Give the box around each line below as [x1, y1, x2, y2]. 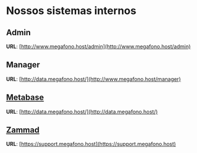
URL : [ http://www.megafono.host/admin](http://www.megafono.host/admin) [6, 43, 191, 50]
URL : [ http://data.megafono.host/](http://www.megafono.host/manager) [6, 75, 181, 83]
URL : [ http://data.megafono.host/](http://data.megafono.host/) [6, 108, 158, 115]
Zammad [6, 125, 40, 135]
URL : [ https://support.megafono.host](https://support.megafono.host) [6, 141, 176, 148]
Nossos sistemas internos [6, 4, 137, 18]
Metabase [6, 93, 44, 103]
